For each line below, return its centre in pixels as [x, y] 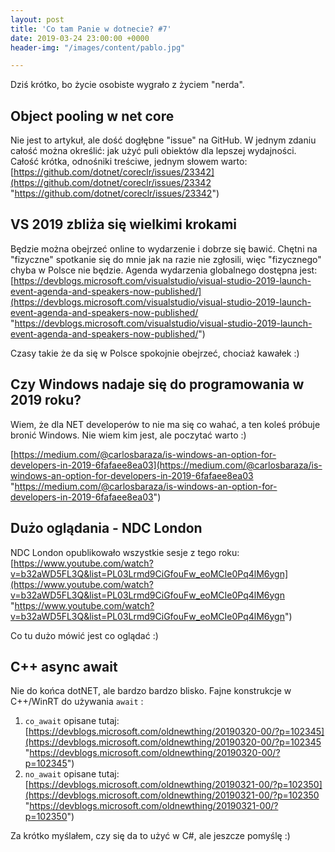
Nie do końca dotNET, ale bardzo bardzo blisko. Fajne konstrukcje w [151, 691]
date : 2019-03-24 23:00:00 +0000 [80, 38]
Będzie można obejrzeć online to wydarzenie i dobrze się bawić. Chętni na [164, 248]
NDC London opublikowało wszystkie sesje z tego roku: [125, 552]
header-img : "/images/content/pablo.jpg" [98, 47]
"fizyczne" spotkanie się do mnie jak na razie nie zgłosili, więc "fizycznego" [166, 259]
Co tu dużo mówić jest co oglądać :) [84, 635]
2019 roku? [46, 400]
